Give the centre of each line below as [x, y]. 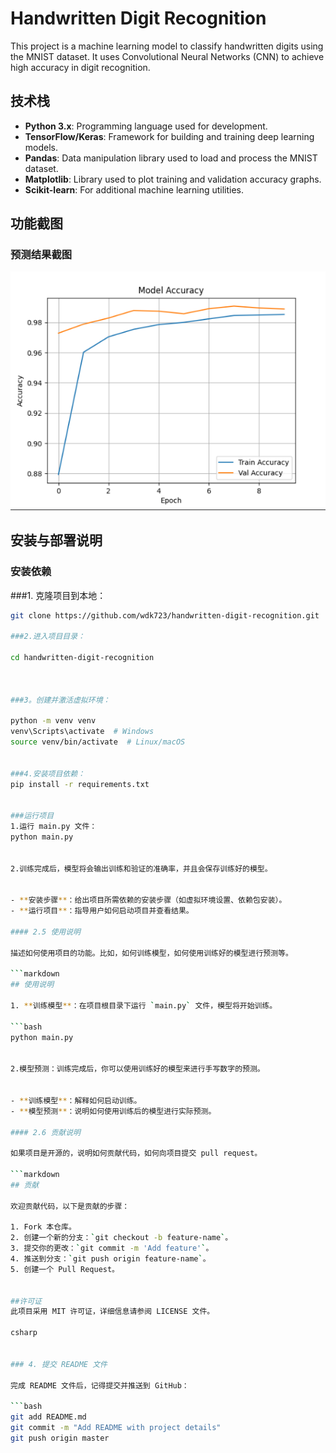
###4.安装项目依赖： [48, 773]
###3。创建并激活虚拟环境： [60, 700]
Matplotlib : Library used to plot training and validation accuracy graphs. [173, 179]
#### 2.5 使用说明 [45, 932]
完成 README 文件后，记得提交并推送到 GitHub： [100, 1385]
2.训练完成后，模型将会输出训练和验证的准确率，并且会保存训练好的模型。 [141, 868]
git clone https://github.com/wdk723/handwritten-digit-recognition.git [165, 615]
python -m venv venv [53, 721]
